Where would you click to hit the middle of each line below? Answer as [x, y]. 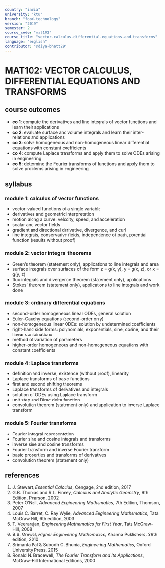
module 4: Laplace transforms [42, 363]
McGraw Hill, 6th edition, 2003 [43, 519]
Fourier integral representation [43, 434]
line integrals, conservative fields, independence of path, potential [79, 235]
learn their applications [35, 127]
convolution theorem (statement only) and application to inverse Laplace [86, 405]
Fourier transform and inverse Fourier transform [61, 449]
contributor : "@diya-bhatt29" [36, 46]
